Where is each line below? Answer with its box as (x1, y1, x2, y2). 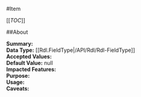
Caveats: (6, 85, 30, 92)
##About (6, 28, 28, 36)
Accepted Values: (6, 53, 52, 60)
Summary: (6, 40, 33, 47)
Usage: (6, 78, 25, 86)
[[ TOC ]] (6, 17, 25, 23)
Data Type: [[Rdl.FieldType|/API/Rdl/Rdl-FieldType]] (6, 46, 136, 54)
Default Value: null (6, 60, 53, 66)
